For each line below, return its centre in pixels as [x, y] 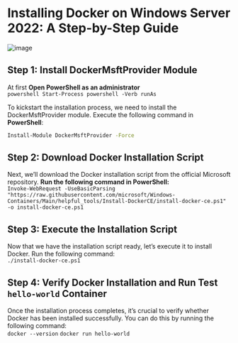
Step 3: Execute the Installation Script [92, 229]
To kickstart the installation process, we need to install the [92, 107]
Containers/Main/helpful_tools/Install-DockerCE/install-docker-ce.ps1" [117, 201]
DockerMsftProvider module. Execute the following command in [100, 114]
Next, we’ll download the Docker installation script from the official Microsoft [119, 175]
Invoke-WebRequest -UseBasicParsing [61, 189]
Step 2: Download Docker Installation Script [106, 158]
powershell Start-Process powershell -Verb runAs [82, 94]
